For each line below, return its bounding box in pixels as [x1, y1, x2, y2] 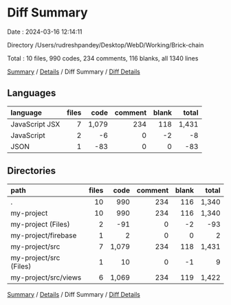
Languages [7, 87, 56, 99]
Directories [7, 165, 56, 177]
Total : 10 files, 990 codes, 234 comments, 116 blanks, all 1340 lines [7, 54, 199, 63]
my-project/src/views [10, 273, 82, 282]
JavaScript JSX [10, 119, 60, 128]
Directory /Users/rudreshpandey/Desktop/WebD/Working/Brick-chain [7, 41, 204, 49]
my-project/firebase [10, 230, 77, 240]
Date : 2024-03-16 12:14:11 [7, 27, 82, 36]
